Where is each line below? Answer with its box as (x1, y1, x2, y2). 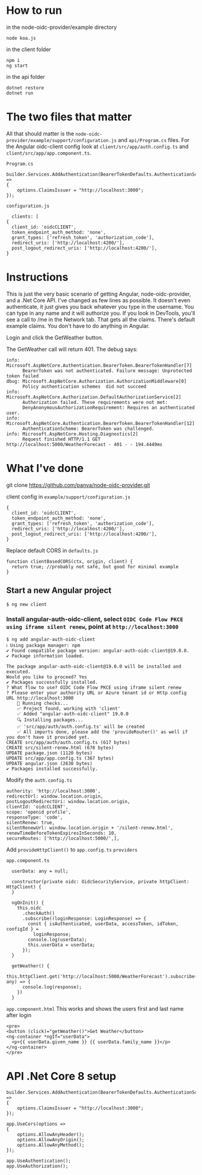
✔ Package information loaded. (6, 653, 85, 659)
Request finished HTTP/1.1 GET (22, 436, 101, 442)
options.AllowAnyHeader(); (17, 1131, 85, 1138)
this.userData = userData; (28, 941, 96, 948)
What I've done (6, 462, 84, 475)
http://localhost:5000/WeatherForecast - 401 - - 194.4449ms (6, 441, 163, 447)
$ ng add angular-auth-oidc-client (6, 636, 96, 642)
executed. (6, 669, 31, 675)
